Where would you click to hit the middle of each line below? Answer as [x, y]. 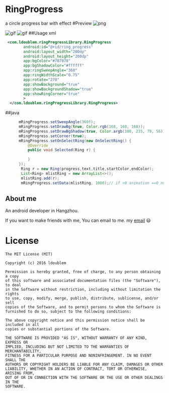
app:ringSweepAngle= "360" [51, 71]
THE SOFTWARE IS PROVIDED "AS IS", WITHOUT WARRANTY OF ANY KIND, [76, 338]
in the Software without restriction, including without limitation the [83, 290]
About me [21, 198]
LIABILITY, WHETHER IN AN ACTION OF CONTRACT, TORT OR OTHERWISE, [76, 369]
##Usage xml [42, 33]
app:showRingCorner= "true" [52, 94]
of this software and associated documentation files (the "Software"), [83, 281]
